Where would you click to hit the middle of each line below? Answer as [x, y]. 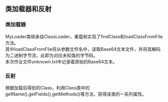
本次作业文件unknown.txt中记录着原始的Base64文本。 [61, 61]
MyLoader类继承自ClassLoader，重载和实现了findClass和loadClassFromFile [84, 36]
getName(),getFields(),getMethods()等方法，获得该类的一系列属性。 [76, 94]
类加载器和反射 [28, 9]
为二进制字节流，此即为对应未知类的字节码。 [52, 55]
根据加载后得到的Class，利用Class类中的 [48, 87]
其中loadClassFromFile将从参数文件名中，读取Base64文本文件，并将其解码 [83, 49]
